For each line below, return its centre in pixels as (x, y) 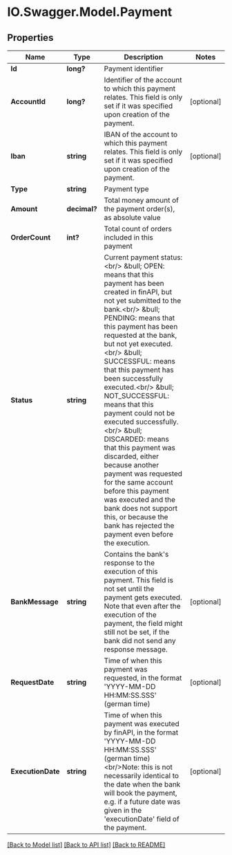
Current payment (132, 257)
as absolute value (132, 217)
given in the (123, 810)
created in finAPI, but (138, 292)
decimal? (82, 209)
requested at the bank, (141, 335)
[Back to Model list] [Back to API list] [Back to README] (86, 845)
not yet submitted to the (143, 300)
